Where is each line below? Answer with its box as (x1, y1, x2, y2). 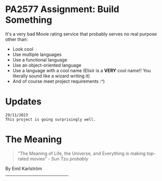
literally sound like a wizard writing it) (12, 73, 90, 79)
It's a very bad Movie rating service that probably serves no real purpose (5, 31, 157, 37)
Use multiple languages (12, 51, 62, 57)
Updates (5, 96, 42, 107)
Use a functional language (12, 56, 68, 63)
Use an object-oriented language (12, 62, 82, 68)
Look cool (12, 46, 34, 52)
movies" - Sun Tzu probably (30, 155, 89, 162)
